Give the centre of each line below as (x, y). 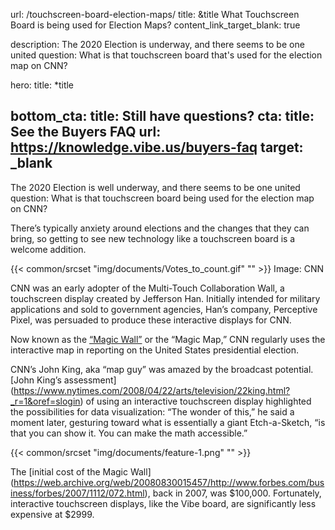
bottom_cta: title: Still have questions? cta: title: (162, 116)
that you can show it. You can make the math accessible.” (129, 433)
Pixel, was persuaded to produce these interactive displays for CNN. (151, 320)
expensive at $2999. (52, 514)
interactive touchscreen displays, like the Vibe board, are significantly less (163, 503)
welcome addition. (48, 249)
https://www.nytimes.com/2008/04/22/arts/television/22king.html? (152, 390)
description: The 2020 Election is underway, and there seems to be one (157, 44)
